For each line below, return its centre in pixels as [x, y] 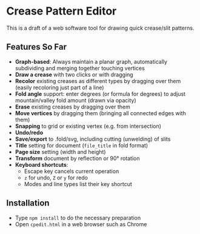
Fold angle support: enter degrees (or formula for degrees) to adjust [100, 94]
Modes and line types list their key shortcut [78, 184]
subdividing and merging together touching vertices [80, 68]
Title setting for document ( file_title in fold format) [82, 145]
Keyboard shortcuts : [42, 164]
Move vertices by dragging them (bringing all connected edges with [100, 113]
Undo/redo [29, 132]
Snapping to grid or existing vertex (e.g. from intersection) [88, 126]
